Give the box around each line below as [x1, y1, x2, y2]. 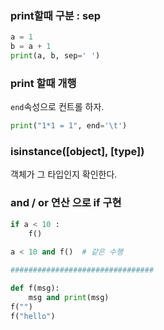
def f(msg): [10, 283, 60, 294]
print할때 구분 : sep [10, 8, 102, 22]
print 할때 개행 [10, 76, 77, 90]
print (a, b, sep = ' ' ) [10, 51, 101, 61]
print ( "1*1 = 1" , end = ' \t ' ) [10, 121, 128, 131]
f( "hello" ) [10, 311, 56, 321]
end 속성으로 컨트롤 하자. [10, 101, 105, 113]
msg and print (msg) [28, 292, 110, 302]
